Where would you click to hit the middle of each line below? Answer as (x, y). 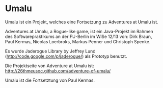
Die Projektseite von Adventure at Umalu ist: (50, 66)
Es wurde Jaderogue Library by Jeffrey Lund (50, 51)
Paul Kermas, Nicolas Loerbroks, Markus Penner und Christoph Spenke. (78, 41)
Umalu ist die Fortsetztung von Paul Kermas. (50, 80)
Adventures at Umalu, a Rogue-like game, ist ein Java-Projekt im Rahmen (79, 31)
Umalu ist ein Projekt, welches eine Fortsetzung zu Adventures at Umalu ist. (82, 22)
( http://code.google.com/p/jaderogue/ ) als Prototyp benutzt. (66, 56)
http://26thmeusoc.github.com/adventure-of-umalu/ (58, 70)
